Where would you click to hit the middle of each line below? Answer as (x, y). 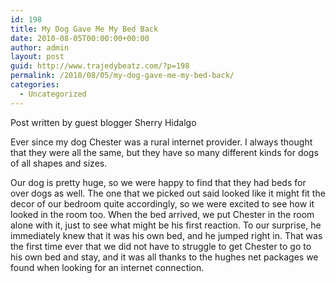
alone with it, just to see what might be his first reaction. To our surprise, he (166, 225)
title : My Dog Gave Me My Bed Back (84, 29)
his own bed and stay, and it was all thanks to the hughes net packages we (164, 257)
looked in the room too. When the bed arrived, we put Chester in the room (162, 214)
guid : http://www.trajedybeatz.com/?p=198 (100, 66)
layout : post (37, 57)
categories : (35, 85)
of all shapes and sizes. (59, 163)
